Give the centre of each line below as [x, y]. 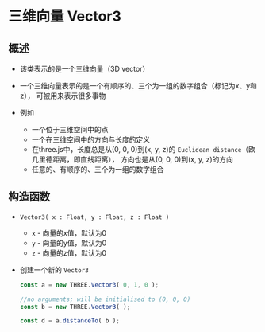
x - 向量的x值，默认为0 [69, 232]
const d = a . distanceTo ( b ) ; [70, 321]
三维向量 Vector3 [65, 16]
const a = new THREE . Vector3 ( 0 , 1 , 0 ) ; [89, 285]
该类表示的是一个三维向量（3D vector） [84, 69]
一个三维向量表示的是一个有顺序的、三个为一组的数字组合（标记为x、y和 [138, 86]
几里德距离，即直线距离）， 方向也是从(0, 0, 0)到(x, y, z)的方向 [132, 159]
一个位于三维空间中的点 [70, 129]
